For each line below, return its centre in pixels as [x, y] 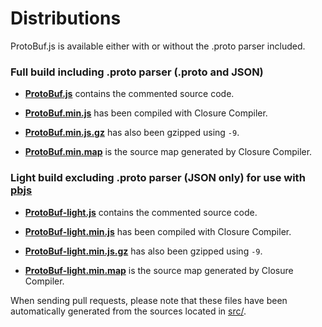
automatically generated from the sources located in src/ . [128, 311]
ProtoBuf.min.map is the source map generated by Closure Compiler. [168, 152]
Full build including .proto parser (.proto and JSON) [137, 72]
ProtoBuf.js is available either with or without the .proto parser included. [158, 46]
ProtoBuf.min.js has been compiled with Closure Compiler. [146, 113]
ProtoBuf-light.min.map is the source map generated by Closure [159, 270]
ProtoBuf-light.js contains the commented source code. [141, 212]
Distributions [66, 18]
